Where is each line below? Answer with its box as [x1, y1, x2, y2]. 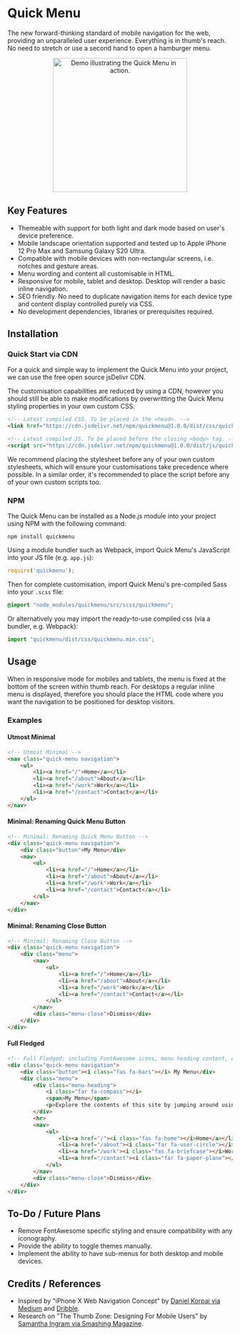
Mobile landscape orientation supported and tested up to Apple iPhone [17, 239, 227, 247]
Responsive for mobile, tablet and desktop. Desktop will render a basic [17, 276, 226, 285]
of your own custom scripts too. [7, 477, 101, 486]
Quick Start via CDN [7, 349, 79, 359]
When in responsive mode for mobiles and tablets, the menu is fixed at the [7, 674, 226, 683]
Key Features [7, 205, 68, 217]
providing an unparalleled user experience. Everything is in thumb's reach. [7, 36, 226, 44]
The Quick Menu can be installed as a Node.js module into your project [7, 512, 216, 521]
